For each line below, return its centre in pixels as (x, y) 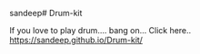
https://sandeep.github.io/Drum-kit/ (76, 40)
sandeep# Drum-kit (46, 13)
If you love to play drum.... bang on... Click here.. (100, 30)
